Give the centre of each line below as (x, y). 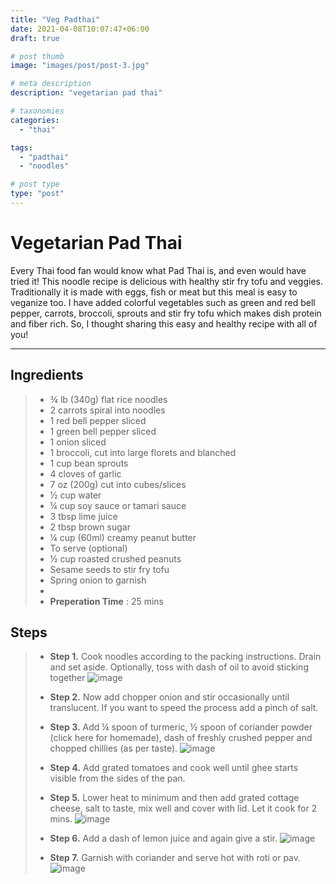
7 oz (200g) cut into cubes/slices (118, 484)
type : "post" (37, 194)
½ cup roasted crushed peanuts (115, 558)
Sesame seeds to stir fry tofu (109, 569)
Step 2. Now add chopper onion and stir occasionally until (169, 697)
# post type (35, 184)
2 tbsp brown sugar (90, 527)
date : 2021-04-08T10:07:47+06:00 (80, 29)
